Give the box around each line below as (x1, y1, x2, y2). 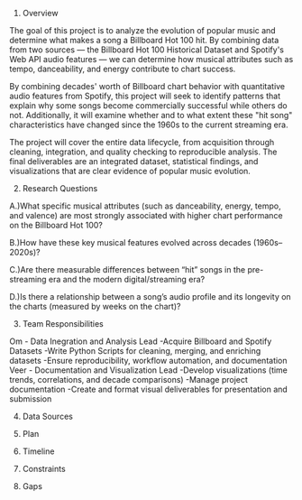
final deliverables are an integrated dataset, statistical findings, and (9, 156, 259, 166)
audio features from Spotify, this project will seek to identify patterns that (9, 90, 281, 101)
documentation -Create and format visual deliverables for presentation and (9, 384, 288, 394)
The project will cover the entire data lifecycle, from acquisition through (9, 137, 275, 147)
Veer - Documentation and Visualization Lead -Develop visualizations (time (9, 365, 288, 375)
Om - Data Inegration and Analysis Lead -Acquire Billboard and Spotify (9, 336, 272, 347)
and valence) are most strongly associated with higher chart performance (9, 210, 283, 220)
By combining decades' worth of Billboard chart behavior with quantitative (9, 81, 286, 91)
